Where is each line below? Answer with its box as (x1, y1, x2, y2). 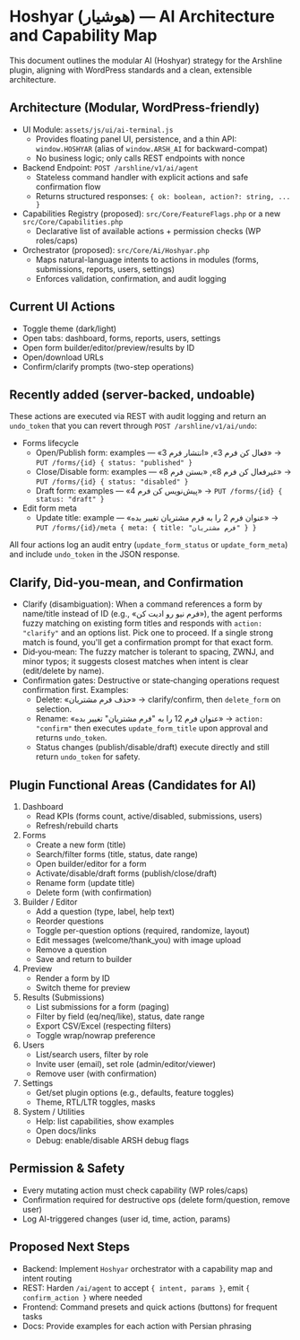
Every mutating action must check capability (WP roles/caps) (21, 1185, 249, 1195)
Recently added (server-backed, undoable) (9, 387, 255, 402)
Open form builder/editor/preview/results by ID (21, 342, 195, 353)
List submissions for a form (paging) (35, 1002, 170, 1012)
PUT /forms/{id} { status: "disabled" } (35, 477, 189, 486)
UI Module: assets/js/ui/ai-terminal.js (21, 124, 174, 135)
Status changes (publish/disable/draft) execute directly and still (35, 742, 270, 753)
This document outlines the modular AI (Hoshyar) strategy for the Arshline (9, 55, 283, 66)
